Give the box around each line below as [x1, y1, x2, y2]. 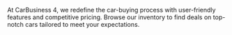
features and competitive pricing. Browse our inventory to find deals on [7, 13, 212, 21]
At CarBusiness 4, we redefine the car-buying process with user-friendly [7, 6, 216, 14]
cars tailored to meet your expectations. [25, 21, 140, 28]
